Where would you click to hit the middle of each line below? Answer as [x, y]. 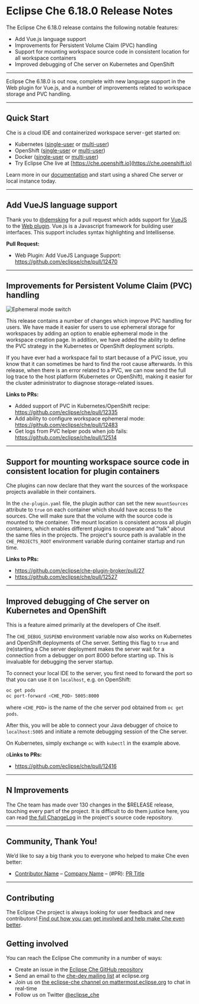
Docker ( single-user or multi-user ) [57, 156]
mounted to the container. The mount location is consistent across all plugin [99, 522]
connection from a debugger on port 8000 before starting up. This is [90, 655]
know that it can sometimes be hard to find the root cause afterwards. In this [99, 364]
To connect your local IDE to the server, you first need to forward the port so [99, 673]
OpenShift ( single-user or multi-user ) [60, 150]
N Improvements [38, 790]
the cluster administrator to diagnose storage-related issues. [80, 383]
